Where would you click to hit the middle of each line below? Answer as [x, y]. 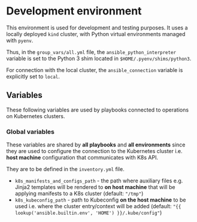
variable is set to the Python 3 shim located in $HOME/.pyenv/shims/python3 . [99, 58]
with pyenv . [20, 40]
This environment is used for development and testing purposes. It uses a [97, 28]
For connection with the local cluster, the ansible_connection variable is [95, 70]
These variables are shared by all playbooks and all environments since [96, 145]
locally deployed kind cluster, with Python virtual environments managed [96, 34]
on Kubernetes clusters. [36, 116]
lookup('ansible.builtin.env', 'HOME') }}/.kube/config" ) [88, 213]
